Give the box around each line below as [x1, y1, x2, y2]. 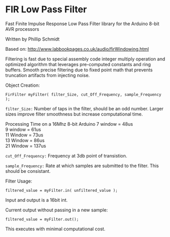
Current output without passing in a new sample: [5, 207, 108, 213]
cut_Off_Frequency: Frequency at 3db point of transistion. [5, 152, 128, 159]
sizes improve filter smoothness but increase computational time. [5, 111, 143, 117]
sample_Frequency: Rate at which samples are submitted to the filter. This [5, 163, 159, 169]
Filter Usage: [5, 178, 32, 184]
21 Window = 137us [5, 143, 46, 149]
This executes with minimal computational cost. [5, 226, 106, 232]
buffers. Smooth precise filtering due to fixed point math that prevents [5, 67, 153, 73]
